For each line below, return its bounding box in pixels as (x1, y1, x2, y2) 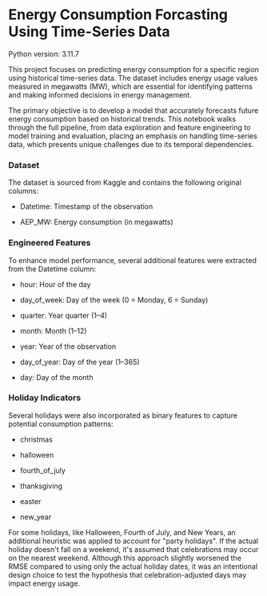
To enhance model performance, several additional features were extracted (8, 255, 257, 265)
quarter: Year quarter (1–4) (19, 310, 108, 320)
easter (19, 496, 42, 506)
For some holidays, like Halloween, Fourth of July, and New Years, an (8, 527, 236, 537)
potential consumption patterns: (8, 418, 114, 429)
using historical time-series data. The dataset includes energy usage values (8, 73, 258, 82)
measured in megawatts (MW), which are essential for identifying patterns (8, 82, 253, 91)
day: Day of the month (19, 372, 94, 382)
